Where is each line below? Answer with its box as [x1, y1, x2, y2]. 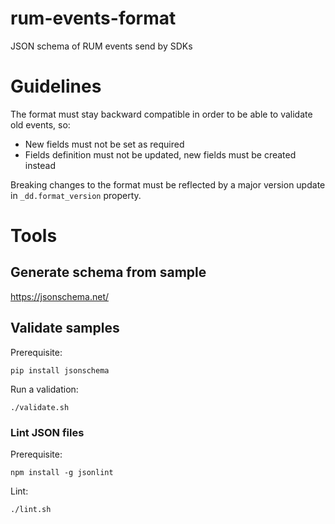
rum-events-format [10, 7, 177, 30]
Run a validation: [10, 383, 79, 395]
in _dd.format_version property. [10, 189, 142, 201]
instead [24, 159, 57, 171]
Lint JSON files [10, 425, 85, 439]
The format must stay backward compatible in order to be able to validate [10, 108, 313, 120]
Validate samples [10, 320, 120, 337]
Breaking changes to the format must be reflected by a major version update [10, 178, 326, 191]
